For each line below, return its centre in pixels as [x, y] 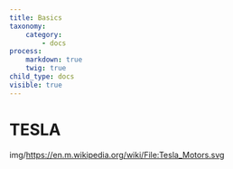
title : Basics [36, 18]
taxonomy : [28, 26]
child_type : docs [42, 77]
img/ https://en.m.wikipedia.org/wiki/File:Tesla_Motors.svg [117, 155]
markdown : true [54, 60]
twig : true [46, 69]
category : [44, 34]
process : [26, 52]
